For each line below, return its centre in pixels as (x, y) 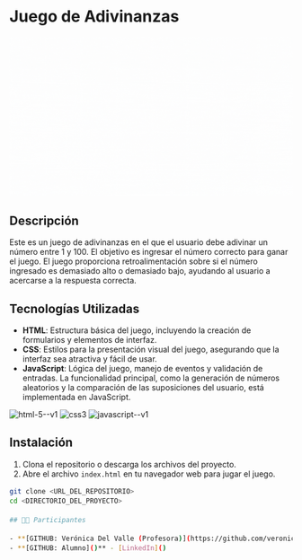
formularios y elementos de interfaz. (89, 340)
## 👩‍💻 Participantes (48, 520)
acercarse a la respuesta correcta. (73, 281)
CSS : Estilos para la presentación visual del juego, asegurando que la (151, 350)
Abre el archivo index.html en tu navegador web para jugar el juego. (149, 474)
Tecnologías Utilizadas (75, 308)
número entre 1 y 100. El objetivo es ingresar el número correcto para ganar (149, 252)
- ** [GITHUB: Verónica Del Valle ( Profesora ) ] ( (100, 539)
